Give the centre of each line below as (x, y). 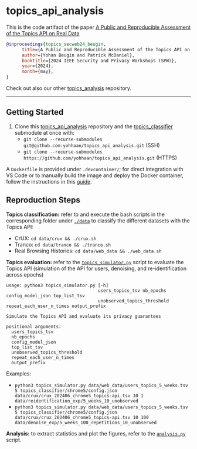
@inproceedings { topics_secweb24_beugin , (56, 44)
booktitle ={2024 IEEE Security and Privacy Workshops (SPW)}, (99, 61)
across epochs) (25, 274)
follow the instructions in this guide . (49, 181)
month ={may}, (38, 72)
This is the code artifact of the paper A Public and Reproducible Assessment (98, 27)
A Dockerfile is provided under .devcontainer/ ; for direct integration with (95, 169)
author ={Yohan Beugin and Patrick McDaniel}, (78, 55)
